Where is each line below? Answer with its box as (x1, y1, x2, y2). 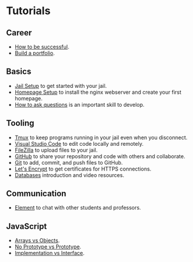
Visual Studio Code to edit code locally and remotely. (14, 140, 143, 147)
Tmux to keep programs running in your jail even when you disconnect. (14, 134, 188, 141)
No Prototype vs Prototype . (14, 243, 81, 250)
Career (6, 28, 32, 38)
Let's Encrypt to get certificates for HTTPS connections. (14, 165, 152, 172)
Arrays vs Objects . (14, 237, 60, 244)
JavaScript (6, 221, 47, 231)
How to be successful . (14, 43, 70, 50)
